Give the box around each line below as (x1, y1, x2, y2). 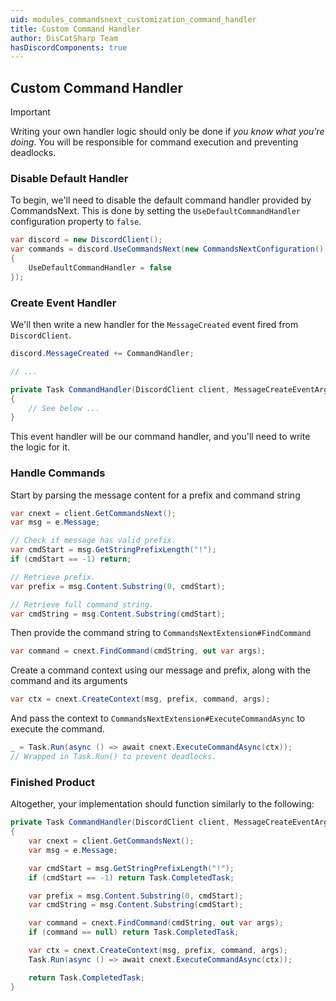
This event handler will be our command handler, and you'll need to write (10, 431, 311, 443)
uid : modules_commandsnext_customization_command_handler (10, 14, 257, 25)
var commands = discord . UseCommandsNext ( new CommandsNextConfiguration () (10, 244, 325, 255)
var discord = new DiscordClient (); (10, 235, 163, 245)
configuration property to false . (10, 216, 142, 228)
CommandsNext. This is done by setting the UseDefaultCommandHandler (10, 205, 301, 217)
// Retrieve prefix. (10, 572, 97, 582)
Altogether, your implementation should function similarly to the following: (10, 798, 315, 810)
